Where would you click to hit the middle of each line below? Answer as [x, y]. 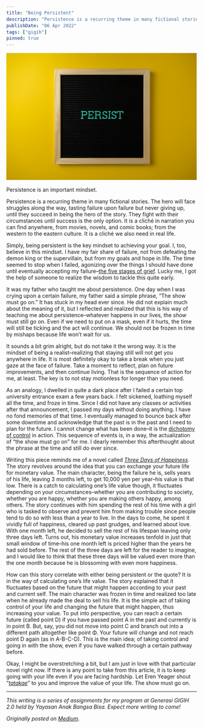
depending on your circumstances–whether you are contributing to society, [100, 492]
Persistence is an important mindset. [52, 190]
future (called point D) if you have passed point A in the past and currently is [101, 620]
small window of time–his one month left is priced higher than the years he [99, 544]
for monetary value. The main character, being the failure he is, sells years [99, 473]
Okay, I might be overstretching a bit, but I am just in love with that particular [101, 664]
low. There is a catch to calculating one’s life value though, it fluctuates [94, 486]
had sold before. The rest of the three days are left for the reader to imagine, [101, 550]
